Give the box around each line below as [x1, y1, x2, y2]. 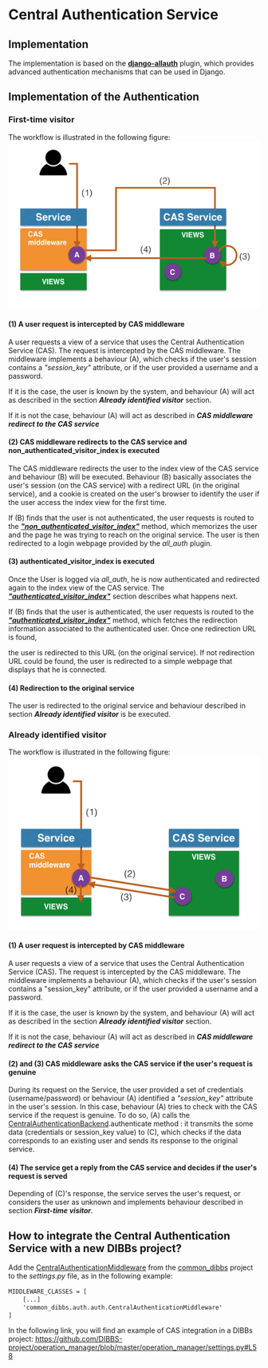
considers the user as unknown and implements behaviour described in [8, 1197, 243, 1207]
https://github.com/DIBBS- [35, 1334, 123, 1344]
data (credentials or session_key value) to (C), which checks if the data [8, 1127, 242, 1137]
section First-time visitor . [8, 1206, 93, 1215]
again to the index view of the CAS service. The [8, 583, 165, 592]
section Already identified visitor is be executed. [8, 710, 171, 719]
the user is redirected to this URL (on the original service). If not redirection [8, 647, 255, 657]
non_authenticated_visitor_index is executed [8, 446, 160, 455]
